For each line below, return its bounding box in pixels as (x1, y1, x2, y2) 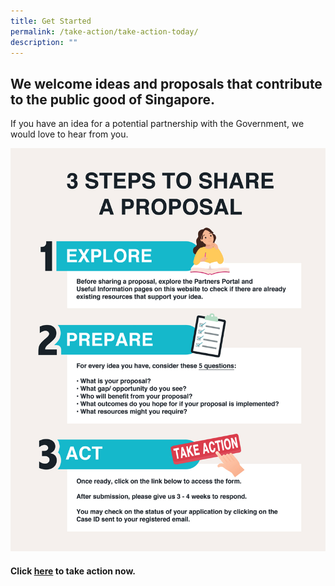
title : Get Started (10, 16, 92, 26)
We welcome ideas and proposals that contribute (10, 75, 323, 92)
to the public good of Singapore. (10, 91, 215, 108)
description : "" (10, 37, 78, 47)
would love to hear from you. (10, 128, 129, 140)
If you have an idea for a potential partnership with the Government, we (10, 118, 305, 130)
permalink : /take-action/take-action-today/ (10, 26, 199, 37)
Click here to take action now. (10, 565, 136, 577)
